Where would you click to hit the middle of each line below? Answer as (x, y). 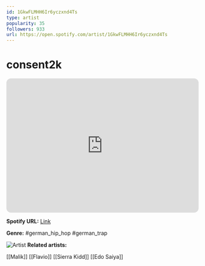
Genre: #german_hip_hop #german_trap (57, 233)
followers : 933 (26, 29)
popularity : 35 (26, 23)
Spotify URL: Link (29, 221)
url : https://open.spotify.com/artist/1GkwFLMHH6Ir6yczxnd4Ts (87, 35)
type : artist (23, 18)
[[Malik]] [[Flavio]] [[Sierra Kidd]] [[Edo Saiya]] (65, 257)
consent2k (34, 65)
